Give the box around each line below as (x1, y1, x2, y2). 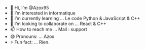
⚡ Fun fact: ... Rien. (10, 39, 50, 45)
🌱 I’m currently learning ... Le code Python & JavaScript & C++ (10, 15, 140, 21)
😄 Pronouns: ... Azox (10, 33, 55, 39)
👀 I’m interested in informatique (10, 10, 76, 16)
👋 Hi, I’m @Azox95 (10, 5, 49, 10)
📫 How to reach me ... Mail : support (10, 26, 87, 32)
